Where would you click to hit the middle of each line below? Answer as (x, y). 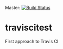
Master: (13, 8)
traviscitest (29, 28)
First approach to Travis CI (32, 41)
